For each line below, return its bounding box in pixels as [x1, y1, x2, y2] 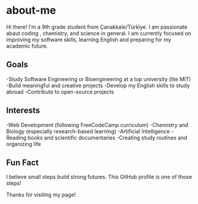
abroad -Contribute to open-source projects [6, 88, 114, 95]
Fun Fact [6, 157, 39, 168]
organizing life [6, 140, 42, 147]
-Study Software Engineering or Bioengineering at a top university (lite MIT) [6, 75, 191, 82]
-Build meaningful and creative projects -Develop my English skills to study [6, 82, 190, 89]
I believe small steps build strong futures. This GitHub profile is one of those [6, 174, 192, 181]
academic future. [6, 42, 48, 50]
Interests [6, 106, 40, 116]
